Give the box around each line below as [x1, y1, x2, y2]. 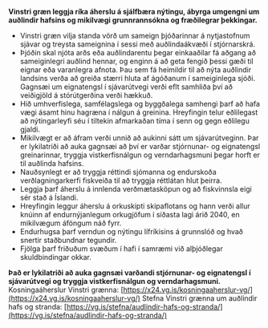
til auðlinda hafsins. [19, 159, 84, 168]
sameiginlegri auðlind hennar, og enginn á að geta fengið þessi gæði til [19, 56, 254, 66]
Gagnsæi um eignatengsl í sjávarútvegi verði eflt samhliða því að [19, 82, 233, 91]
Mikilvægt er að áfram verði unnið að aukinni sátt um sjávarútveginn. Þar [19, 133, 259, 143]
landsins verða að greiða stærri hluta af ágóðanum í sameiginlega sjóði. [19, 74, 255, 83]
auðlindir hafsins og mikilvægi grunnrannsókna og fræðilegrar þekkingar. [8, 15, 258, 25]
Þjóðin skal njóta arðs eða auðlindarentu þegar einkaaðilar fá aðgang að [19, 48, 257, 57]
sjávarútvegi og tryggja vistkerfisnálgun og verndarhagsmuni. [8, 277, 221, 285]
